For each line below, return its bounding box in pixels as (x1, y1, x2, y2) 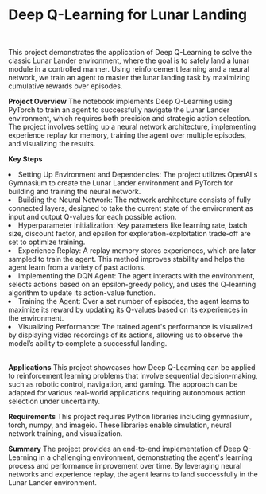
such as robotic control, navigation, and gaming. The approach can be (8, 379, 238, 389)
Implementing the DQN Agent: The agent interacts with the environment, (18, 270, 256, 280)
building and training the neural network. (8, 186, 141, 196)
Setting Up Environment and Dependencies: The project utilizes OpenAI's (18, 169, 258, 179)
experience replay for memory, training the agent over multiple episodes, (8, 130, 247, 140)
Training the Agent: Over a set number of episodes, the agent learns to (18, 296, 250, 305)
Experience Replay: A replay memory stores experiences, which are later (18, 245, 256, 255)
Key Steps (8, 154, 43, 164)
